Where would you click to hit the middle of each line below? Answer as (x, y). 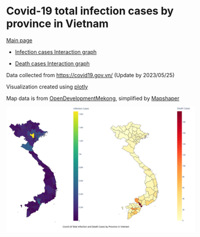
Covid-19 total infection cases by (90, 11)
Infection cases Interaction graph (56, 51)
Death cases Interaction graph (52, 63)
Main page (19, 40)
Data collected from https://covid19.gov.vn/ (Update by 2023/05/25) (90, 75)
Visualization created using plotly (47, 86)
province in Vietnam (57, 24)
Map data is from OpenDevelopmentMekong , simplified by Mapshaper (93, 98)
